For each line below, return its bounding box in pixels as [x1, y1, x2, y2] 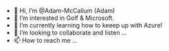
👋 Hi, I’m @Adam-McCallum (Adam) [13, 7, 115, 14]
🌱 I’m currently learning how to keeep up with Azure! [13, 21, 163, 29]
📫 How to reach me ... [13, 37, 78, 44]
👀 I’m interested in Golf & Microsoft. [13, 14, 115, 22]
